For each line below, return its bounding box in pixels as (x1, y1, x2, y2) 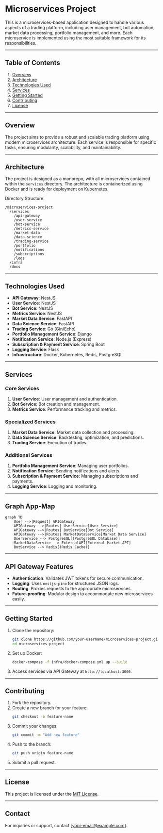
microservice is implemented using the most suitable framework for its (5, 35, 146, 41)
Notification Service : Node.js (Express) (12, 336, 92, 342)
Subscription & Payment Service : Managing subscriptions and (12, 473, 138, 479)
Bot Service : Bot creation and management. (12, 401, 100, 407)
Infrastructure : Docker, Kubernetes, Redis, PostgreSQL (12, 352, 123, 358)
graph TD (5, 515, 23, 520)
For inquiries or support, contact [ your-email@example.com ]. (5, 822, 128, 828)
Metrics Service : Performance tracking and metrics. (12, 406, 117, 412)
